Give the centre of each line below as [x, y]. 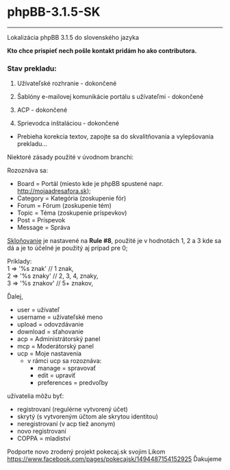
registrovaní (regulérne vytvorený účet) [72, 410]
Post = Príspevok [41, 220]
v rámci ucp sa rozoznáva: [64, 361]
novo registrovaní [41, 431]
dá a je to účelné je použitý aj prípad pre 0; [67, 248]
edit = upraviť [56, 375]
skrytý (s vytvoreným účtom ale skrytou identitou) [88, 416]
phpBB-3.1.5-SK [54, 12]
